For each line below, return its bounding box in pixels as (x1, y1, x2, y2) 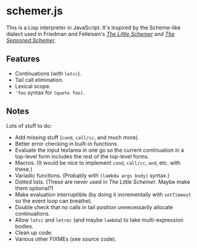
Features (6, 54, 40, 64)
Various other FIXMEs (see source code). (14, 235, 117, 243)
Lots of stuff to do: (6, 122, 52, 129)
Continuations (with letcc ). (14, 70, 82, 77)
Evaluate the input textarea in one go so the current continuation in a (14, 146, 184, 154)
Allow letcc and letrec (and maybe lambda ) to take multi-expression (14, 216, 184, 223)
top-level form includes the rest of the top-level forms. (14, 152, 150, 160)
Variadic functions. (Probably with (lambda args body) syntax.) (14, 172, 170, 179)
